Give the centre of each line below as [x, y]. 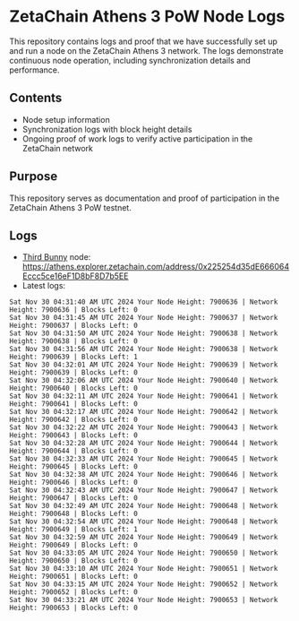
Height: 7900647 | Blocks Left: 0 [74, 498]
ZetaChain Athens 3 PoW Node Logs [147, 17]
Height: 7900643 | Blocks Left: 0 [74, 436]
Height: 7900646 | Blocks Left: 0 [74, 483]
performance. [34, 70]
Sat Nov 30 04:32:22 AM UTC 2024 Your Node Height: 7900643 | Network [144, 427]
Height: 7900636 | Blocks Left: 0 [74, 310]
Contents [36, 98]
